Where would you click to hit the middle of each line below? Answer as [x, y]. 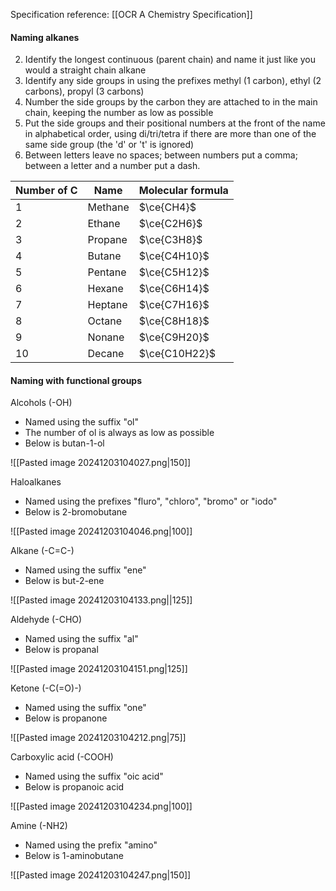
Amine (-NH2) [39, 826]
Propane [107, 240]
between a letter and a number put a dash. [112, 166]
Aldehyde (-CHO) [46, 620]
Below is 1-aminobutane [74, 856]
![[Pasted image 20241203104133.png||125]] [101, 600]
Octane [104, 321]
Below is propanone [66, 718]
